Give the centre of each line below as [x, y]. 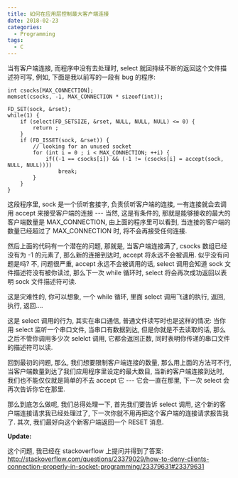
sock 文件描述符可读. [46, 281]
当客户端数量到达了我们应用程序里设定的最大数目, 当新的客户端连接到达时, [116, 371]
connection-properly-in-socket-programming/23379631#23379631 [106, 466]
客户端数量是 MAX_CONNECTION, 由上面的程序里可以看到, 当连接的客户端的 [119, 222]
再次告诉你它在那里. [37, 389]
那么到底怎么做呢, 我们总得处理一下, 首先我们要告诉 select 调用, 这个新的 [114, 404]
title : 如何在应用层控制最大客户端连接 [58, 14]
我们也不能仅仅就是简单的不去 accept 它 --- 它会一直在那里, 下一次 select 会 [118, 380]
